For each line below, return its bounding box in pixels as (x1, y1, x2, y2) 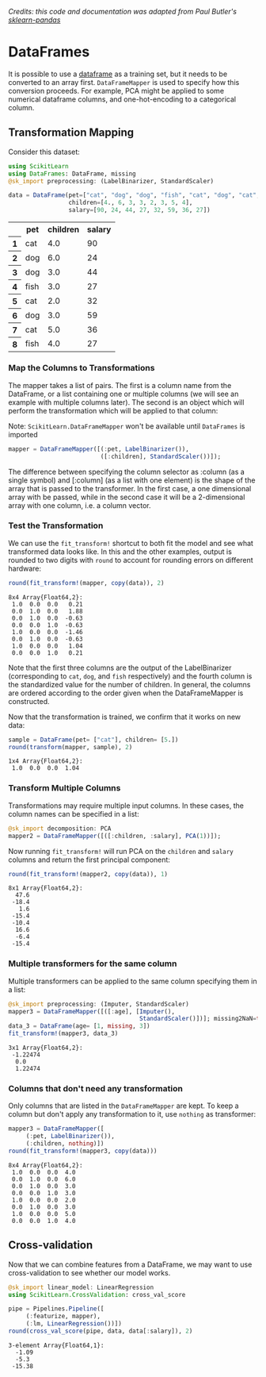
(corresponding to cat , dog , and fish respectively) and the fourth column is (8, 671, 253, 681)
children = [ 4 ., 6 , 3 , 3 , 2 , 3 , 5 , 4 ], (68, 198, 193, 207)
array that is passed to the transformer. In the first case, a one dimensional (8, 483, 252, 493)
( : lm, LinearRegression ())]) (25, 1320, 123, 1328)
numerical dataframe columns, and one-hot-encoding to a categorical (8, 94, 236, 104)
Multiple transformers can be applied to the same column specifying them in (8, 976, 257, 986)
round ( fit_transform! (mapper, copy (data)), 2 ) (8, 579, 165, 587)
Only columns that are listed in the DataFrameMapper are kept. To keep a (8, 1101, 239, 1110)
